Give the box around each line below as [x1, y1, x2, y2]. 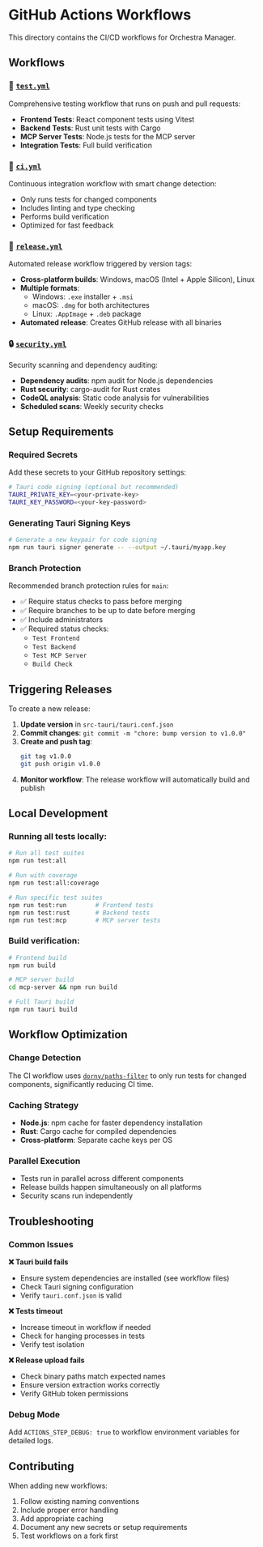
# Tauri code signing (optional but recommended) [8, 484, 180, 492]
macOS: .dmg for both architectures [32, 300, 150, 310]
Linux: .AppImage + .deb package [32, 309, 142, 319]
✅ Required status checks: [19, 624, 109, 633]
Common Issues [8, 1238, 74, 1250]
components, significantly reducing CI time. [8, 1079, 154, 1089]
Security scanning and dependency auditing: [8, 360, 158, 369]
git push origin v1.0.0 [19, 760, 101, 768]
